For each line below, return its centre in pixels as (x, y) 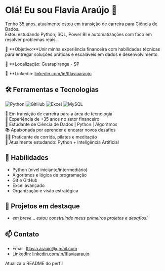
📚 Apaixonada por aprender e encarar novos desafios (61, 130)
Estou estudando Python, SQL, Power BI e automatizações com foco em (79, 34)
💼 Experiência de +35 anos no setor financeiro (52, 119)
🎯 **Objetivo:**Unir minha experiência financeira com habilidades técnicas (83, 49)
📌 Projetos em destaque (42, 206)
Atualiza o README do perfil (34, 264)
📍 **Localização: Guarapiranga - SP (42, 64)
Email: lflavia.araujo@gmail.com (45, 249)
